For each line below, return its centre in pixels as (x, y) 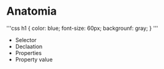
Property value (34, 59)
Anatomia (32, 11)
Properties (28, 53)
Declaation (29, 46)
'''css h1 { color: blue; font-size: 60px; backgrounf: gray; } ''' (82, 28)
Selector (26, 40)
